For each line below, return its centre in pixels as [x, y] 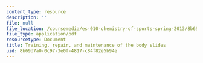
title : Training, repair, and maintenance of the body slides [86, 46]
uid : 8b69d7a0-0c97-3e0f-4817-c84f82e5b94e [62, 51]
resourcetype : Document [36, 40]
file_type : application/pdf [42, 34]
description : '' [27, 17]
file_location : [25, 28]
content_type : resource [36, 12]
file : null [20, 23]
